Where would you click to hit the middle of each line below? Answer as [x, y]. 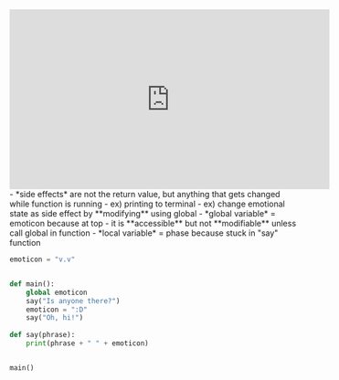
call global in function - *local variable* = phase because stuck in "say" [144, 233]
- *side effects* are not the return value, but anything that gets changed [145, 194]
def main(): [32, 284]
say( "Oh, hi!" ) [55, 318]
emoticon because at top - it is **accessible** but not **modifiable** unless [153, 223]
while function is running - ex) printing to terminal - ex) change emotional [147, 204]
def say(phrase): [42, 335]
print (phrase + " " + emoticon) [87, 343]
